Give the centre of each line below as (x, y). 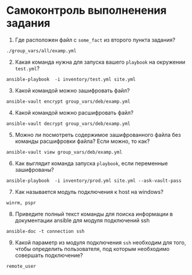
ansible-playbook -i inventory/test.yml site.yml (71, 79)
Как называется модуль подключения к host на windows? (89, 192)
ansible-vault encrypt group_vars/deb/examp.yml (68, 101)
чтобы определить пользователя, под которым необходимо (92, 249)
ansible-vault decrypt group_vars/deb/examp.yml (68, 124)
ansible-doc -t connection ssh (45, 231)
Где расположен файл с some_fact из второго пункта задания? (95, 40)
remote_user (21, 266)
